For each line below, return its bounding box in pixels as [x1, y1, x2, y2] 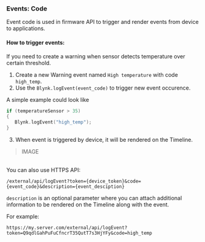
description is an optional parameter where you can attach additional [6, 195, 182, 201]
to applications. [6, 25, 45, 32]
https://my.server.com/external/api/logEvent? [6, 225, 128, 231]
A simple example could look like [6, 96, 90, 103]
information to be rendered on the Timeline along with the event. [6, 201, 169, 208]
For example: [6, 213, 40, 220]
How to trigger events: [6, 39, 65, 46]
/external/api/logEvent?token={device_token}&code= [6, 178, 141, 184]
